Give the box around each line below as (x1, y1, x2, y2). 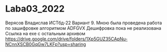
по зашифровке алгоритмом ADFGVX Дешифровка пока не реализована (5, 25, 161, 31)
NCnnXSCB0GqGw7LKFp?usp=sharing (5, 41, 87, 47)
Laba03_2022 (5, 3, 65, 15)
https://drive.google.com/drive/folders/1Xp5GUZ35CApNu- (5, 36, 128, 42)
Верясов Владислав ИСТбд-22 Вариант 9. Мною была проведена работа (5, 20, 162, 26)
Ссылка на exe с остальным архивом (5, 30, 86, 36)
